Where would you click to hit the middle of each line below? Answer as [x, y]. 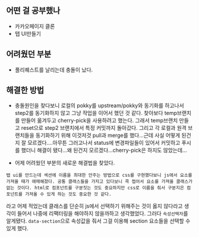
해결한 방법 [25, 90]
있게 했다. [17, 229]
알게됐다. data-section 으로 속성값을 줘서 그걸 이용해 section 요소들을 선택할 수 [98, 221]
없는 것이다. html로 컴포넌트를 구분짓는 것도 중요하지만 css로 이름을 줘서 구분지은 [95, 188]
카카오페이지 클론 [35, 26]
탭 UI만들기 [28, 33]
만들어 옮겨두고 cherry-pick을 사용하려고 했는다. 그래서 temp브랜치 [99, 120]
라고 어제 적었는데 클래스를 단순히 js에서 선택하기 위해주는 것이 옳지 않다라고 [94, 206]
